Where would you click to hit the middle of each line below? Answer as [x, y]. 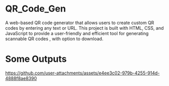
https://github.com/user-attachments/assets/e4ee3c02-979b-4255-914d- [82, 73]
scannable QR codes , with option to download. [54, 39]
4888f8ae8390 [21, 78]
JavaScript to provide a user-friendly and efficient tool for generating [77, 33]
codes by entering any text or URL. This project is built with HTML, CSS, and [84, 28]
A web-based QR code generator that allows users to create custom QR [80, 23]
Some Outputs [36, 59]
